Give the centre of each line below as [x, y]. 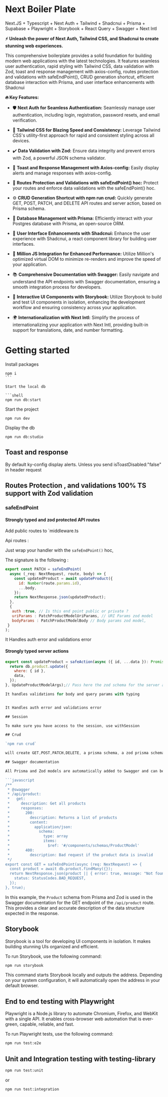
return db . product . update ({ [39, 666]
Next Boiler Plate [40, 9]
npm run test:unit [24, 1070]
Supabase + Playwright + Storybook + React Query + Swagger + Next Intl [81, 28]
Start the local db [25, 386]
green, [12, 1024]
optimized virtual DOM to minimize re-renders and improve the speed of [86, 259]
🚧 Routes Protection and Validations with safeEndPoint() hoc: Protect [85, 182]
